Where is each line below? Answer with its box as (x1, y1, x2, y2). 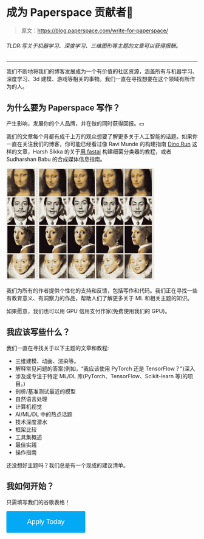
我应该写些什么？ (6, 327, 70, 337)
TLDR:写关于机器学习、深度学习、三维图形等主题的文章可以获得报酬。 (6, 42, 182, 49)
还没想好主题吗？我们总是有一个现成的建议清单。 (6, 461, 129, 469)
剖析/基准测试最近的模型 (15, 387, 76, 395)
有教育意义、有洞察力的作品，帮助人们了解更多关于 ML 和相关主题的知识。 (6, 294, 193, 301)
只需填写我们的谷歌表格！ (6, 498, 70, 506)
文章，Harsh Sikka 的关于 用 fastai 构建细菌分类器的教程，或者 (16, 147, 172, 155)
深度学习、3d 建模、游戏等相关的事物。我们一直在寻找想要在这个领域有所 (6, 76, 190, 83)
